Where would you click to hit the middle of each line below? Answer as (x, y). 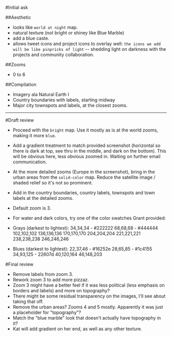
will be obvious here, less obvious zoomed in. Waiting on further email (87, 156)
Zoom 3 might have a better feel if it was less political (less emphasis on (89, 285)
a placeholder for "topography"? (47, 312)
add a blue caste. (31, 38)
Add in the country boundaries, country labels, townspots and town (84, 193)
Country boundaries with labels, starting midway (64, 100)
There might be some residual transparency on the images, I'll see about (89, 296)
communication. (30, 162)
